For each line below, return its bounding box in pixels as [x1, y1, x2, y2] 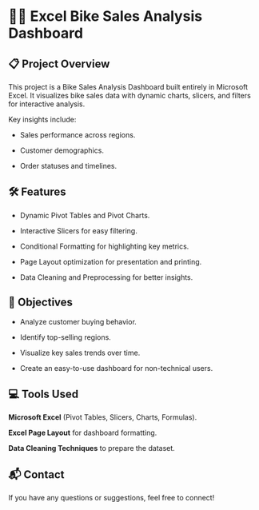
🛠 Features [8, 185, 66, 199]
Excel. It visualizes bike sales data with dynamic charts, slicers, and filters [8, 91, 252, 100]
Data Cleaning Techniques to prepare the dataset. [8, 444, 176, 453]
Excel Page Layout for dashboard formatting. [8, 428, 157, 438]
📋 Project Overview [8, 57, 110, 70]
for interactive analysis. [8, 99, 86, 109]
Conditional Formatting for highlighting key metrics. [19, 241, 189, 251]
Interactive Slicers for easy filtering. [19, 225, 137, 235]
